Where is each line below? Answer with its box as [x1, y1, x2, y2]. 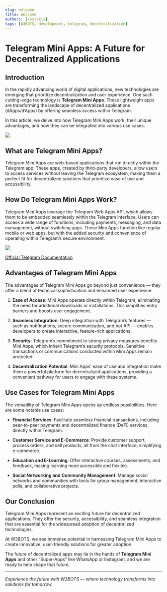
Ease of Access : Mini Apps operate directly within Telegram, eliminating [12, 297, 161, 303]
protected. [12, 353, 34, 360]
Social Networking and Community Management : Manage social [12, 472, 148, 478]
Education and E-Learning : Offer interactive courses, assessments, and [12, 457, 161, 463]
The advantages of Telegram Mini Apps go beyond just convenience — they [5, 282, 161, 288]
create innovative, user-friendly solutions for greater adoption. [5, 542, 133, 548]
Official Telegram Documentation [5, 254, 73, 260]
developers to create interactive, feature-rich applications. [12, 328, 132, 334]
